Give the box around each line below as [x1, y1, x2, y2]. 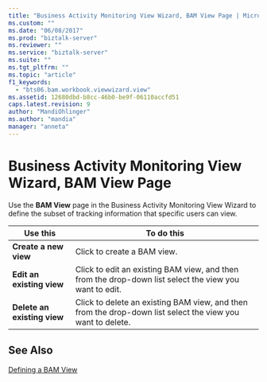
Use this [23, 228, 56, 239]
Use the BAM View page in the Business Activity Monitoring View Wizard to [8, 200, 257, 209]
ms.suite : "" [8, 57, 52, 64]
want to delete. [75, 316, 131, 327]
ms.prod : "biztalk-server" [8, 33, 98, 42]
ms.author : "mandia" [8, 115, 77, 123]
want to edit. [75, 283, 122, 294]
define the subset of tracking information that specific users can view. [8, 209, 238, 218]
